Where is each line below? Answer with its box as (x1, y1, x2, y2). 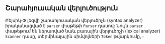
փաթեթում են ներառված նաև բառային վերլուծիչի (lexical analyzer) (5, 27, 160, 34)
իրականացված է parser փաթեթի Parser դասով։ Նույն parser (5, 22, 143, 28)
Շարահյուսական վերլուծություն (5, 4, 118, 12)
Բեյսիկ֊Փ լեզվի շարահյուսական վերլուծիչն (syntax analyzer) (5, 17, 143, 23)
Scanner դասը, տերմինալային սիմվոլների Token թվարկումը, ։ (5, 33, 144, 39)
